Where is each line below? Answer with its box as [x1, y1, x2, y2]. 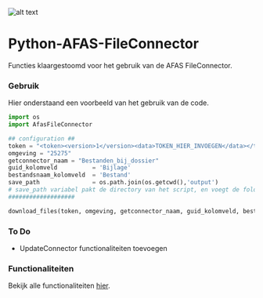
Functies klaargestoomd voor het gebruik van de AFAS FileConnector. [8, 60, 232, 70]
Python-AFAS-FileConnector [8, 35, 200, 53]
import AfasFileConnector [8, 121, 92, 129]
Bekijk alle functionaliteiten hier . [8, 281, 111, 290]
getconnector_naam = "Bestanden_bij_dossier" [8, 157, 159, 165]
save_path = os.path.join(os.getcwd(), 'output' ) [8, 179, 219, 187]
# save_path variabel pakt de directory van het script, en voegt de [8, 186, 240, 194]
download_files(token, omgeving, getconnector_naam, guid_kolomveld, [8, 207, 240, 215]
